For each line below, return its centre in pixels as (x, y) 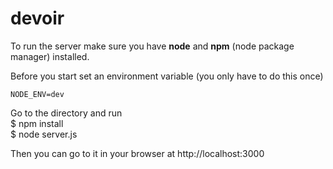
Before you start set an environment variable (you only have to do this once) (167, 76)
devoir (37, 18)
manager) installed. (50, 56)
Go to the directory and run (66, 113)
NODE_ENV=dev (37, 94)
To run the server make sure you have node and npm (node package (152, 46)
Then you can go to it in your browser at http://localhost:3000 (137, 153)
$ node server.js (44, 134)
